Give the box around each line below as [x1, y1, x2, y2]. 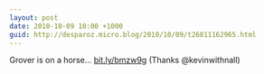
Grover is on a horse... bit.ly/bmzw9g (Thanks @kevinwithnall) [9, 55, 241, 66]
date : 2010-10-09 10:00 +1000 [9, 22, 124, 31]
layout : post [9, 13, 59, 23]
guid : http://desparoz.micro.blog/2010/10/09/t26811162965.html [9, 30, 257, 39]
